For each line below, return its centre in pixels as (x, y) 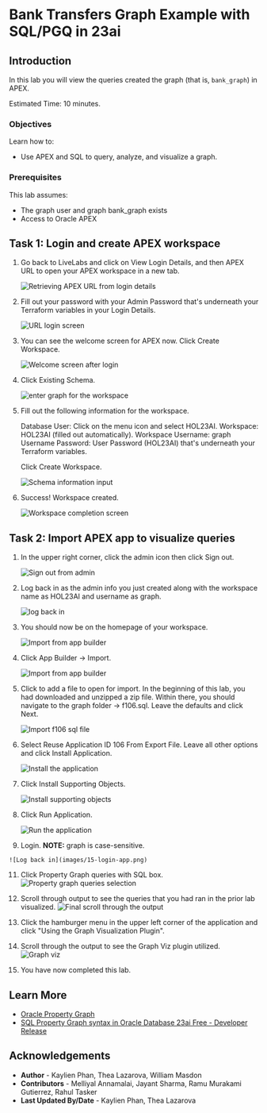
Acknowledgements (60, 1056)
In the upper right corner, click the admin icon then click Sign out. (127, 557)
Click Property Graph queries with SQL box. (92, 875)
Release (33, 1031)
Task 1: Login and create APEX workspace (115, 243)
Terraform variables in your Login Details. (88, 310)
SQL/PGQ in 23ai (65, 31)
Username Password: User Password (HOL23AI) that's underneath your (138, 443)
